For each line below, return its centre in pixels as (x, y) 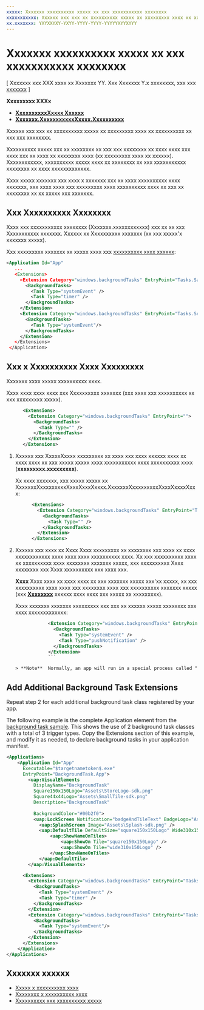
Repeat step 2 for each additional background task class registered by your (100, 702)
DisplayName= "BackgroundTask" (72, 785)
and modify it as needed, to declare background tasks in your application (98, 739)
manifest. (18, 746)
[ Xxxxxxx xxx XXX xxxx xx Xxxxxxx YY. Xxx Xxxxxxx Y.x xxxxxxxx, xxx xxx (101, 83)
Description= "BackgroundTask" (72, 802)
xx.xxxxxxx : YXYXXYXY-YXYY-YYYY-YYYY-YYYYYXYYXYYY (72, 23)
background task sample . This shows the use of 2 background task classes (100, 727)
